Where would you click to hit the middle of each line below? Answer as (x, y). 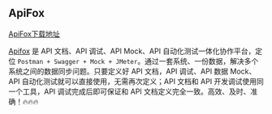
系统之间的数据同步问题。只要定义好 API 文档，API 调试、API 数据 (119, 71)
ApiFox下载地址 (35, 34)
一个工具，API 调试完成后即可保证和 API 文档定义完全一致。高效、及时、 (130, 91)
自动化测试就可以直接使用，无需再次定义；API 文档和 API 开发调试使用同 (142, 81)
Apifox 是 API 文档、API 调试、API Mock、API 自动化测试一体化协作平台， (132, 51)
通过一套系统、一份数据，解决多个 (202, 61)
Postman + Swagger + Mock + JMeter (78, 61)
